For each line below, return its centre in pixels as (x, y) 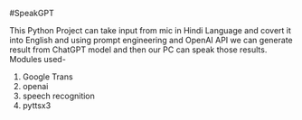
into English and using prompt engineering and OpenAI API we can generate (151, 40)
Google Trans (48, 77)
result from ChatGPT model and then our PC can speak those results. (138, 50)
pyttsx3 (37, 106)
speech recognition (58, 96)
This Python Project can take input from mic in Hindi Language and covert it (151, 30)
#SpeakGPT (32, 13)
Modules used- (38, 59)
